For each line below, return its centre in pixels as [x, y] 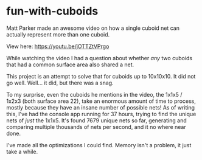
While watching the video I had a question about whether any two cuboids [99, 58]
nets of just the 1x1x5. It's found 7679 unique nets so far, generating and [96, 120]
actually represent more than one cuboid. [58, 34]
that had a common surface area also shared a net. [70, 64]
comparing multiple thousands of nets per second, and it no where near [96, 127]
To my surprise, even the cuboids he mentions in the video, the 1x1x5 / [94, 94]
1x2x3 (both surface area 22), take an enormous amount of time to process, [101, 101]
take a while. [22, 151]
